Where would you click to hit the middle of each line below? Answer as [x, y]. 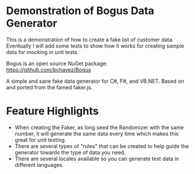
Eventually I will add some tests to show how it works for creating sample [95, 46]
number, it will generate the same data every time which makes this [97, 133]
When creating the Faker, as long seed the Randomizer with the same [99, 127]
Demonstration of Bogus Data [80, 11]
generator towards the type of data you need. [70, 152]
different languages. [39, 165]
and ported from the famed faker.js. [49, 87]
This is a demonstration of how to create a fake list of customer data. [90, 39]
